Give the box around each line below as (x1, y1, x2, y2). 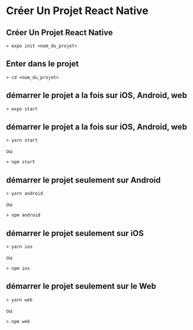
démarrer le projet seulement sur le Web (6, 281, 157, 291)
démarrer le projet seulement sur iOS (6, 228, 144, 238)
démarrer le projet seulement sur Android (6, 175, 161, 185)
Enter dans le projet (6, 59, 79, 69)
